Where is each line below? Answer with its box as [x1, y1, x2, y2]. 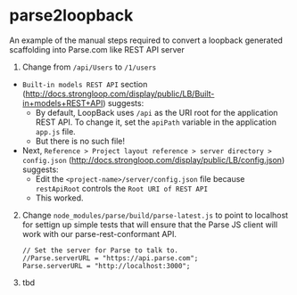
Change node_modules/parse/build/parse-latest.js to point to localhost [21, 209, 288, 220]
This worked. [35, 193, 84, 203]
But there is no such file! [35, 135, 126, 146]
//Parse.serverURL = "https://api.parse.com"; [21, 253, 199, 263]
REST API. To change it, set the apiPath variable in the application [35, 117, 277, 127]
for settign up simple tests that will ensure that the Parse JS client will [21, 219, 278, 230]
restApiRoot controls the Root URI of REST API [35, 183, 208, 193]
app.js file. [35, 126, 76, 136]
